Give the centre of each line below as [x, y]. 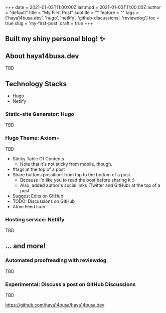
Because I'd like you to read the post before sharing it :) [77, 180]
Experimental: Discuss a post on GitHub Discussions [70, 284]
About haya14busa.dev [42, 56]
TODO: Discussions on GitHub [44, 201]
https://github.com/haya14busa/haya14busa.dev [55, 304]
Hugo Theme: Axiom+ [33, 138]
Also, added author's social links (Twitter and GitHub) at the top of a [90, 185]
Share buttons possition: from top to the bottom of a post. [72, 174]
